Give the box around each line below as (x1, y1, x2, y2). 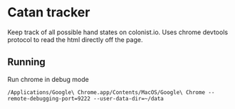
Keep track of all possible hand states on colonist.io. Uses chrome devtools (7, 28, 229, 36)
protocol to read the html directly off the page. (7, 35, 143, 43)
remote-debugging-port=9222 (7, 95, 91, 102)
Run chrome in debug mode (7, 75, 89, 83)
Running (7, 56, 46, 68)
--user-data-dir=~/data (93, 95, 164, 102)
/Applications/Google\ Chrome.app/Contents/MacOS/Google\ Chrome (7, 88, 205, 96)
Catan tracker (7, 4, 90, 21)
